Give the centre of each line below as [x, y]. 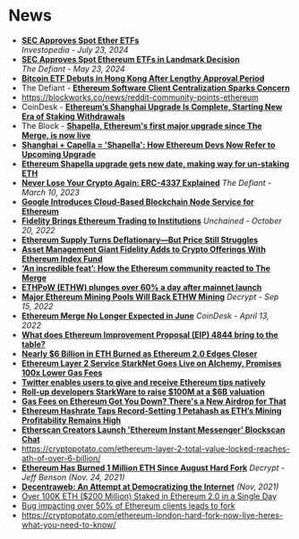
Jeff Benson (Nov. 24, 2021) [73, 477]
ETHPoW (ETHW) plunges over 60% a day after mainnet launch [141, 287]
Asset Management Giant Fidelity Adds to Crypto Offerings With [143, 249]
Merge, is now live [56, 135]
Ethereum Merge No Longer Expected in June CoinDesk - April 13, [145, 316]
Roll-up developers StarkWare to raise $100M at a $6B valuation [143, 392]
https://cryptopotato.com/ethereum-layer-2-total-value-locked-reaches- [155, 449]
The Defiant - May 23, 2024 [73, 69]
